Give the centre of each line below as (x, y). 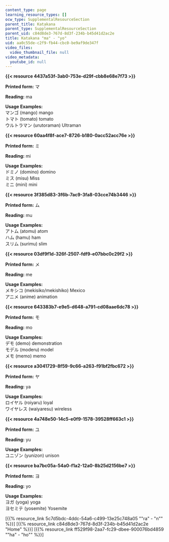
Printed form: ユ (22, 429)
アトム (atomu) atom (27, 231)
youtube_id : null (28, 62)
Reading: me (19, 275)
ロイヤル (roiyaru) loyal (29, 403)
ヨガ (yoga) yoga (23, 502)
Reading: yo (18, 486)
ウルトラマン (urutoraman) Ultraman (43, 125)
